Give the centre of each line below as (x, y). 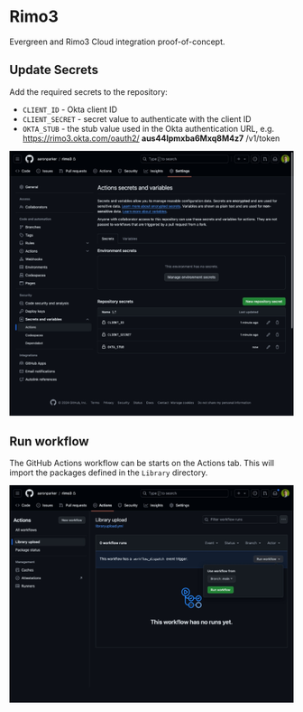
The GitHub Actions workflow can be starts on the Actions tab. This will (142, 464)
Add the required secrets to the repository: (89, 91)
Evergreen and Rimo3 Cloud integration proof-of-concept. (117, 42)
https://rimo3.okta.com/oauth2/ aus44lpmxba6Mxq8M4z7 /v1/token (151, 138)
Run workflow (49, 441)
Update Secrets (54, 70)
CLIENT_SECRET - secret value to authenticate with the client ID (137, 118)
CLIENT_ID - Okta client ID (69, 109)
